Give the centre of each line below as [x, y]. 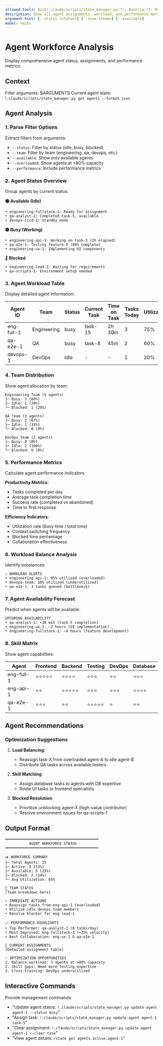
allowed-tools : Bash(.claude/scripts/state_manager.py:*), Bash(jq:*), [79, 10]
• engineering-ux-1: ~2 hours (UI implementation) [57, 627]
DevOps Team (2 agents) [29, 437]
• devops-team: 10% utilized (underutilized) [52, 583]
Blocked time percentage [37, 536]
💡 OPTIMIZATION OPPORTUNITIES [36, 958]
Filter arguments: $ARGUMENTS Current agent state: [58, 93]
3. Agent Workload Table [35, 283]
